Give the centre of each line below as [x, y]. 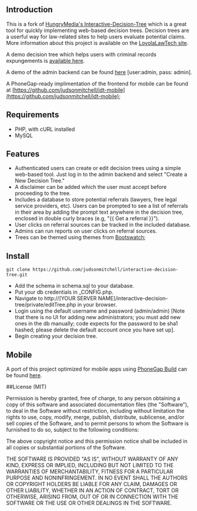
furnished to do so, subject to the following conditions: [72, 430]
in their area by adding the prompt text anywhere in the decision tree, [99, 212]
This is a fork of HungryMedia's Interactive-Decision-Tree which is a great [96, 24]
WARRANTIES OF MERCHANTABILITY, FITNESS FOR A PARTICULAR [90, 472]
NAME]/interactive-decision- [133, 298]
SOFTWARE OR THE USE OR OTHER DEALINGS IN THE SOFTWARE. [89, 503]
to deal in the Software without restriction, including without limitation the [95, 411]
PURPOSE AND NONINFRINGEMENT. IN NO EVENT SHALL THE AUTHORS [97, 478]
